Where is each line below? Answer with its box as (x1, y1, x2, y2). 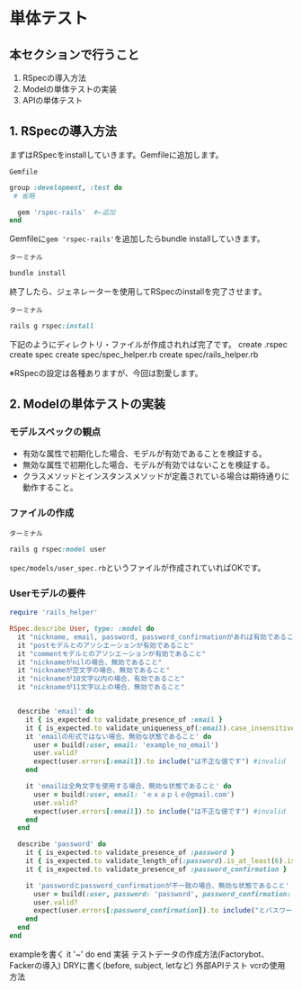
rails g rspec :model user (9, 545, 106, 554)
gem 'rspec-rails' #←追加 (17, 208, 116, 217)
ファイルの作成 (9, 506, 75, 518)
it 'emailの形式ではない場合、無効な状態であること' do (25, 732, 212, 741)
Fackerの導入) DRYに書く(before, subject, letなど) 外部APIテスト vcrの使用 (9, 959, 286, 970)
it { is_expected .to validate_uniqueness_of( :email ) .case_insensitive (25, 724, 296, 733)
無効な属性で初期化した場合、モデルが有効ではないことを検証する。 (22, 459, 275, 470)
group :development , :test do (9, 183, 123, 192)
